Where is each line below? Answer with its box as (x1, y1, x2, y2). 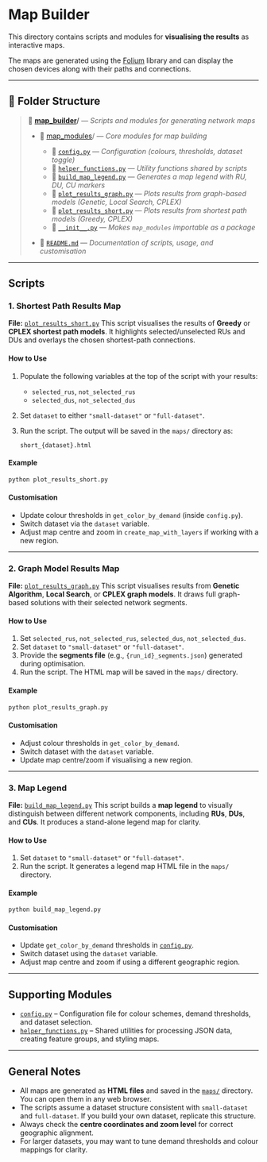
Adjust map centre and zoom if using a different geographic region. (19, 957, 241, 967)
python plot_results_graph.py (8, 703, 109, 712)
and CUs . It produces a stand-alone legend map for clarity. (8, 817, 201, 827)
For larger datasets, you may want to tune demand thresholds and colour (19, 1137, 259, 1146)
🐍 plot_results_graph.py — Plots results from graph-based (51, 188, 246, 198)
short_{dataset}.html (19, 441, 91, 450)
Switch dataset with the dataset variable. (19, 747, 154, 756)
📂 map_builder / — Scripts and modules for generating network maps (27, 115, 256, 125)
